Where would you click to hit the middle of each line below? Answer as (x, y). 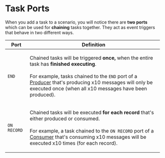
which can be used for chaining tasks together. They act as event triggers (80, 27)
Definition (94, 45)
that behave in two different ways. (40, 32)
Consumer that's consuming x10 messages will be (88, 137)
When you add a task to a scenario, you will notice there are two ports (76, 22)
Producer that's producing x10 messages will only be (91, 82)
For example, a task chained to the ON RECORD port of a (92, 131)
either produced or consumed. (65, 118)
